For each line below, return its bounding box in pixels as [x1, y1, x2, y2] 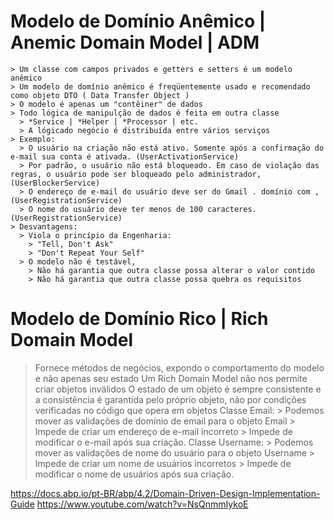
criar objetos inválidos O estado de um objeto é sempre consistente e [34, 383, 322, 395]
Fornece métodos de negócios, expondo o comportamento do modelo [34, 361, 325, 374]
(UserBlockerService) [10, 178, 101, 188]
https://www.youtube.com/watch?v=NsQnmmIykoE [36, 498, 249, 510]
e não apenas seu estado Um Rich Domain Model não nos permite [34, 372, 308, 384]
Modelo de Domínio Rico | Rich [10, 308, 269, 330]
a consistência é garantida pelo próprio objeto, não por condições [34, 393, 307, 405]
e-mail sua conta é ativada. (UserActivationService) [10, 151, 240, 162]
